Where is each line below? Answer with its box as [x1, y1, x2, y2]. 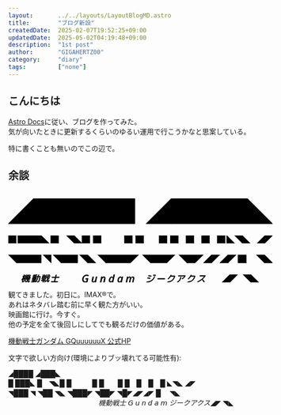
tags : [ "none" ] [8, 63, 87, 71]
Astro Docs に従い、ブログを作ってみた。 [8, 116, 142, 126]
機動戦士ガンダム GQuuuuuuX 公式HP [8, 337, 131, 346]
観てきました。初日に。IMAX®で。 [8, 290, 120, 300]
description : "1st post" [8, 41, 93, 49]
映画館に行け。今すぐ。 [8, 310, 85, 319]
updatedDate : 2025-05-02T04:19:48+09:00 [8, 33, 147, 42]
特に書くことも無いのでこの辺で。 [8, 143, 120, 153]
